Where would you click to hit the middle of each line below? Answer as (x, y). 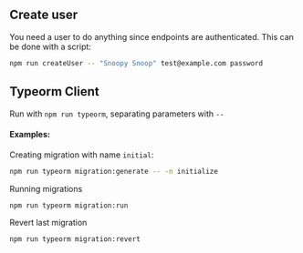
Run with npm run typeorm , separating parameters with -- (117, 114)
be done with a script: (50, 46)
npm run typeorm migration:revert (75, 239)
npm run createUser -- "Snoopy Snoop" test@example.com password (136, 63)
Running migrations (46, 188)
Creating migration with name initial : (82, 155)
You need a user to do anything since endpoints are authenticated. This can (152, 36)
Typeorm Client (55, 91)
